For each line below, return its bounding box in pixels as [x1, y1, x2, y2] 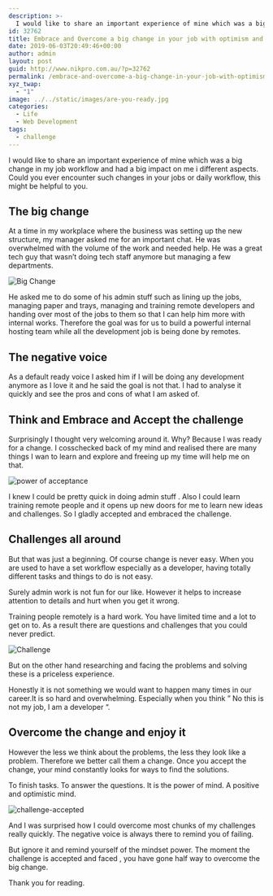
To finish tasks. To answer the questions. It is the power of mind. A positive [8, 780, 260, 789]
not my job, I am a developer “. [8, 702, 110, 711]
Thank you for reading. [8, 877, 85, 887]
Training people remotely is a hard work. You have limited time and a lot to [8, 611, 257, 621]
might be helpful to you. [8, 181, 88, 191]
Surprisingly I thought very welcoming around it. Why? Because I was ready [8, 434, 262, 444]
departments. [8, 261, 54, 271]
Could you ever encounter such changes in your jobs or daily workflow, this [8, 172, 262, 182]
